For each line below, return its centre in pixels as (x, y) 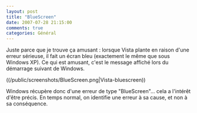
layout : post (22, 11)
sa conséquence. (27, 104)
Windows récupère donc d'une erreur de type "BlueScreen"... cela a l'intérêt (98, 91)
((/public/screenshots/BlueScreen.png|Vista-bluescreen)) (76, 80)
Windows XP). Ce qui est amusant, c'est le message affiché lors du (87, 63)
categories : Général (31, 33)
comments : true (25, 28)
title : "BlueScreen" (31, 17)
